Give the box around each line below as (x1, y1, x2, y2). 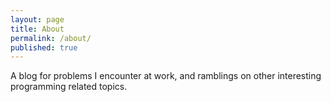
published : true (10, 42, 78, 53)
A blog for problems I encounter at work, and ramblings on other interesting (10, 70, 322, 82)
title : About (10, 24, 65, 34)
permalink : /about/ (10, 33, 92, 43)
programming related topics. (10, 81, 128, 93)
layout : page (10, 14, 65, 25)
